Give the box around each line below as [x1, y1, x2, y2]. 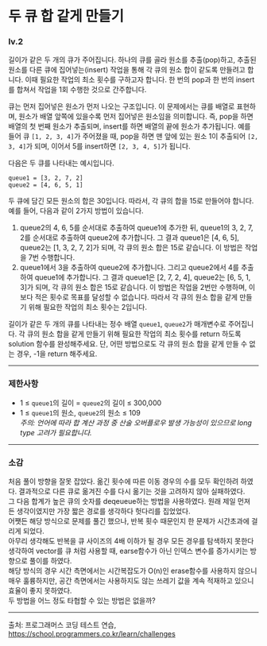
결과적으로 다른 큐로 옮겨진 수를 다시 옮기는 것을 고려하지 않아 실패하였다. [18, 486, 246, 497]
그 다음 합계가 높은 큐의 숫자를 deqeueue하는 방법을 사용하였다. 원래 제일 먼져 [8, 497, 251, 506]
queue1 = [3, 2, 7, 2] [8, 174, 83, 183]
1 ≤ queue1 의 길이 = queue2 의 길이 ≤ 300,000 [19, 398, 162, 408]
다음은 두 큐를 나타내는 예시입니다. [8, 158, 114, 168]
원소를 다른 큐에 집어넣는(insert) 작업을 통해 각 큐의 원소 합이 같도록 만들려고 [8, 65, 246, 75]
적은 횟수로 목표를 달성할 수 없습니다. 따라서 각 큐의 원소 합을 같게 [34, 292, 238, 302]
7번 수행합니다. [28, 253, 75, 262]
